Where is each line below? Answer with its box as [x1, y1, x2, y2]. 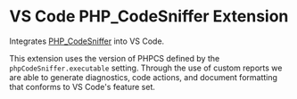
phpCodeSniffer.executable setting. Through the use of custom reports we [9, 62, 283, 73]
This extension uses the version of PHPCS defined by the [9, 53, 220, 63]
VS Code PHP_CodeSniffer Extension [9, 6, 289, 27]
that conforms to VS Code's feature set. [9, 81, 156, 92]
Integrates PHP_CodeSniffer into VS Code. [9, 36, 165, 46]
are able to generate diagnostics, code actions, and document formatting [9, 71, 278, 82]
